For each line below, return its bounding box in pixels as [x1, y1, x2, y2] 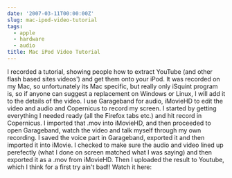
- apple [13, 29, 36, 37]
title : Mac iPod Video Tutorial [7, 49, 100, 56]
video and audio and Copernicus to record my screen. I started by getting [7, 104, 217, 112]
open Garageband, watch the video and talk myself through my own [7, 126, 202, 135]
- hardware [13, 36, 45, 43]
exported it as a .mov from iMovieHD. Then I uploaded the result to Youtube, [7, 155, 225, 164]
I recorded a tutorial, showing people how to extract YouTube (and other [7, 67, 213, 76]
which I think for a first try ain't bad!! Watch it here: [7, 163, 152, 171]
